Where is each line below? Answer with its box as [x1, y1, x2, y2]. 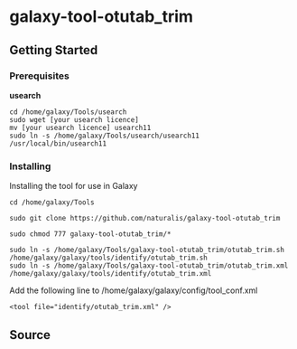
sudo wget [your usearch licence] [9, 115, 140, 124]
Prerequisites [9, 70, 70, 82]
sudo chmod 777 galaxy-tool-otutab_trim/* [9, 230, 172, 239]
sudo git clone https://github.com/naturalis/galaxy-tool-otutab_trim [9, 214, 281, 223]
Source [9, 327, 51, 343]
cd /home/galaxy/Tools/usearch [9, 107, 127, 117]
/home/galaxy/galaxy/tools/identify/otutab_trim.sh [9, 253, 208, 263]
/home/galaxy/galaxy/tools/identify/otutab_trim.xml [9, 269, 212, 278]
